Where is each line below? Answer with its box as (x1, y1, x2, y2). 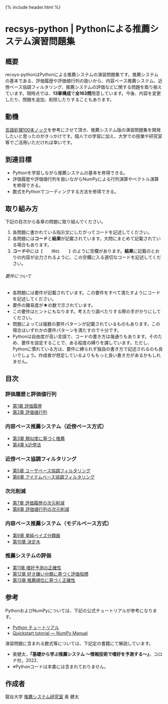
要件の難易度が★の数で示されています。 (12, 302, 96, 308)
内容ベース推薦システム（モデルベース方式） (5, 520, 112, 527)
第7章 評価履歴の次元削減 (12, 500, 65, 506)
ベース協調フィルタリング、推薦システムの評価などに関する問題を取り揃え (9, 84, 162, 90)
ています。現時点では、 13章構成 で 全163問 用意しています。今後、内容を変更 (5, 90, 161, 96)
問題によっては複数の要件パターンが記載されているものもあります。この (12, 320, 160, 327)
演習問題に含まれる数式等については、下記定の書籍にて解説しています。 (5, 640, 153, 646)
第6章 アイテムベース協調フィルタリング (12, 474, 95, 480)
